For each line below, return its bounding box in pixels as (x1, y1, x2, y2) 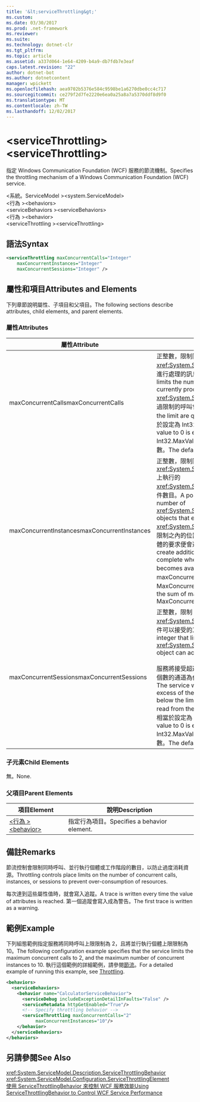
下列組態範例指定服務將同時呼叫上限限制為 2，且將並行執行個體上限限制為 (6, 940, 189, 947)
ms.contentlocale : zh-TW (6, 102, 68, 109)
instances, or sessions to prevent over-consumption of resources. (6, 878, 168, 885)
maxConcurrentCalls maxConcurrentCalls (9, 398, 124, 406)
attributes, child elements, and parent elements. (6, 308, 123, 315)
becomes (156, 563, 183, 572)
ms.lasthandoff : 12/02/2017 (6, 108, 76, 114)
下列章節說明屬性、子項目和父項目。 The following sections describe (6, 301, 174, 308)
